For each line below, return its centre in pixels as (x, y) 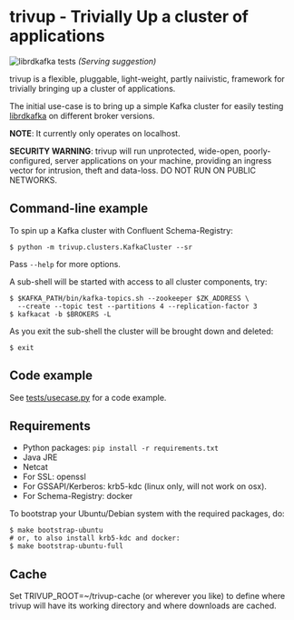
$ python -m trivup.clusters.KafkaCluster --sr (101, 247)
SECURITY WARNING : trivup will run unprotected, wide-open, (126, 151)
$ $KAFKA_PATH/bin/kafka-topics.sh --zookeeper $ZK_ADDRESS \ (129, 298)
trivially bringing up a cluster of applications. (93, 88)
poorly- (257, 151)
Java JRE (40, 457)
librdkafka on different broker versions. (82, 115)
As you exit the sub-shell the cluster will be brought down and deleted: (142, 331)
